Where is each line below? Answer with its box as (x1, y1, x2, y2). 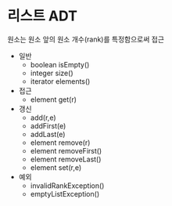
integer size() (30, 68, 73, 78)
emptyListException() (30, 189, 99, 198)
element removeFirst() (30, 146, 102, 155)
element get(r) (30, 95, 77, 104)
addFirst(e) (30, 121, 66, 130)
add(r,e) (30, 113, 56, 122)
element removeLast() (30, 154, 102, 164)
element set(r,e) (30, 162, 82, 172)
